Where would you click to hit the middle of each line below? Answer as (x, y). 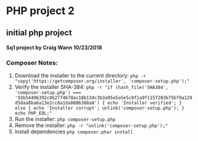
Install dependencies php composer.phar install (74, 132)
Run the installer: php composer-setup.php (65, 119)
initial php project (39, 33)
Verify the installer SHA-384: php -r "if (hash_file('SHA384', (91, 87)
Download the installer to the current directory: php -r (80, 76)
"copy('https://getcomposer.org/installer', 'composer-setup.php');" (102, 81)
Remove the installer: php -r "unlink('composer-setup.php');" (91, 126)
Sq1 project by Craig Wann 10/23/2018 (54, 48)
